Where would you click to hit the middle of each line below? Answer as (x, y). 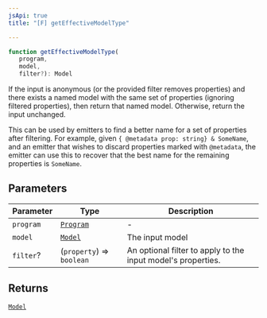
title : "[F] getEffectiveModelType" (69, 23)
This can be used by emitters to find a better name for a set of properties (128, 130)
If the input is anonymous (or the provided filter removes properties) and (127, 89)
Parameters (38, 189)
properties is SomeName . (45, 163)
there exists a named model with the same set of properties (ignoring (121, 97)
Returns (29, 288)
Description (191, 211)
